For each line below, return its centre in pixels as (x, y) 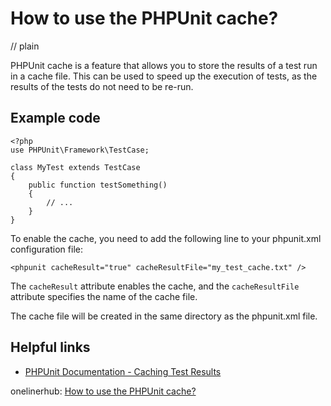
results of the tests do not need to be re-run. (102, 86)
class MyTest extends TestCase (75, 167)
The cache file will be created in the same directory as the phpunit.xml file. (164, 316)
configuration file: (46, 249)
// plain (25, 46)
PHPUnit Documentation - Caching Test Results (123, 371)
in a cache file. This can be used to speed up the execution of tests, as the (164, 76)
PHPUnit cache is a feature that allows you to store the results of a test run (164, 65)
